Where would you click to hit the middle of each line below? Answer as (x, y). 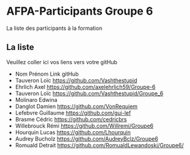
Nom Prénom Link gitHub (47, 74)
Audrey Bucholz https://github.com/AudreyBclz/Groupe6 (87, 139)
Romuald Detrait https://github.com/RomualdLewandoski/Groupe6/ (100, 145)
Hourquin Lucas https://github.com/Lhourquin (73, 132)
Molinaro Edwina (36, 99)
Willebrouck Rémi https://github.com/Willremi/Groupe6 (84, 126)
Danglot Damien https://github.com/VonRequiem (76, 106)
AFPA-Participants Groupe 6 (80, 11)
